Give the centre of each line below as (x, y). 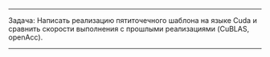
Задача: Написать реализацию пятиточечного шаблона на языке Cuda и (133, 20)
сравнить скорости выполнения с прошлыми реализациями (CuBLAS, (129, 29)
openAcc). (26, 37)
